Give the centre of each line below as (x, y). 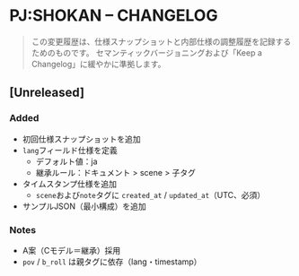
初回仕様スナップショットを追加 (81, 139)
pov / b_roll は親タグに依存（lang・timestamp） (112, 262)
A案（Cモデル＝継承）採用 (71, 250)
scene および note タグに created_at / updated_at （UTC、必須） (150, 194)
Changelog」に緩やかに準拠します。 (98, 64)
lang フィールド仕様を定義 (70, 150)
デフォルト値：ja (66, 161)
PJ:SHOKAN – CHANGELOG (114, 16)
